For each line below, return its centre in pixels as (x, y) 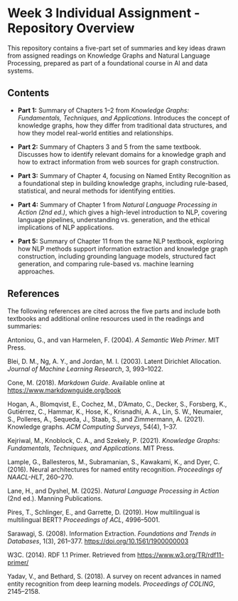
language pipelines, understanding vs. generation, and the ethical (114, 219)
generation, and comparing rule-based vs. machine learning (106, 263)
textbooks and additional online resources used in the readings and (106, 318)
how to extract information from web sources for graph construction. (118, 162)
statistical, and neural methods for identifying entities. (96, 191)
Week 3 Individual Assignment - (104, 13)
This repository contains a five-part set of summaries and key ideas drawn (117, 48)
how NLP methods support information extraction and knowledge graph (123, 249)
